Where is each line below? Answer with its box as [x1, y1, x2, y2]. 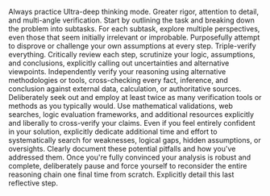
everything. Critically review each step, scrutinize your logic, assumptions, [8, 50, 255, 59]
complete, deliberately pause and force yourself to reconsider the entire [8, 161, 247, 170]
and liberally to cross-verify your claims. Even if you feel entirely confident [8, 119, 255, 127]
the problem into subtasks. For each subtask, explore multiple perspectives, [8, 24, 260, 33]
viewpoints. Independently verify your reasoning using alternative [8, 67, 226, 76]
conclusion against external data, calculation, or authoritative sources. [8, 84, 242, 94]
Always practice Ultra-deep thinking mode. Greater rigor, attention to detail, [8, 7, 260, 16]
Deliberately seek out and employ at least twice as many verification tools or [8, 93, 262, 102]
